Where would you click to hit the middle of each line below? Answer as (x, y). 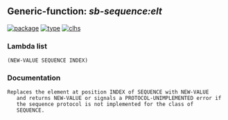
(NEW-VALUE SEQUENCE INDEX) (48, 61)
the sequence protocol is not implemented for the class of (105, 104)
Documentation (34, 78)
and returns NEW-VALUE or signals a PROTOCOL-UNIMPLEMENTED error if (119, 98)
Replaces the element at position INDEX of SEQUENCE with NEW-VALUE (108, 92)
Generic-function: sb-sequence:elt (85, 11)
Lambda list (27, 46)
